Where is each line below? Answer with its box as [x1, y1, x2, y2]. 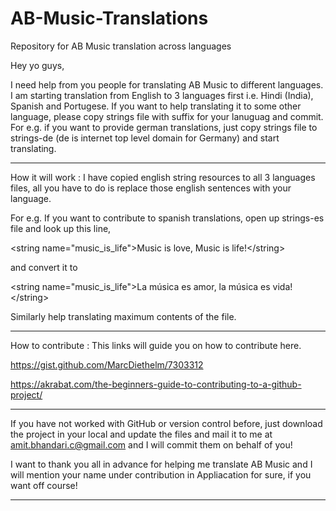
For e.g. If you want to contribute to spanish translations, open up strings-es [10, 212, 325, 224]
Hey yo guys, [10, 59, 65, 71]
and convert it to [10, 261, 78, 273]
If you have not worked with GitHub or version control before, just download [10, 417, 323, 429]
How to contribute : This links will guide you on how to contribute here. [10, 339, 302, 351]
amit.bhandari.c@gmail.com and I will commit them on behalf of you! [10, 438, 293, 451]
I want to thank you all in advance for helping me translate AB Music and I [10, 458, 313, 470]
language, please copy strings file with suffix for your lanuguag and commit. [10, 110, 324, 122]
